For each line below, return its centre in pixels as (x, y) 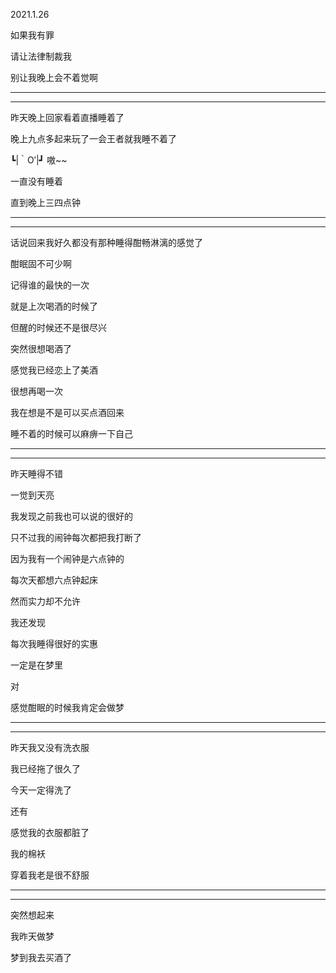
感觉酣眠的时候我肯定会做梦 (67, 707)
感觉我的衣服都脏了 (50, 832)
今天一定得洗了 (41, 790)
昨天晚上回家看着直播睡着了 (67, 117)
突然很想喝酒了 (41, 348)
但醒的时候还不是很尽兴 (58, 327)
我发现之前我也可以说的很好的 (71, 516)
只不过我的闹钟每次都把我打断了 (76, 537)
